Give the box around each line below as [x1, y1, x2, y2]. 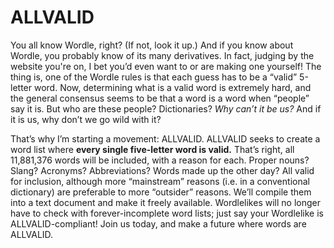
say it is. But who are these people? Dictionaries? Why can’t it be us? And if [10, 102, 322, 115]
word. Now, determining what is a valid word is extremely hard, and [33, 81, 312, 93]
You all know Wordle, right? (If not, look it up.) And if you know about [10, 39, 294, 51]
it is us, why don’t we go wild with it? [10, 113, 162, 125]
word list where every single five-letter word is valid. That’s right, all [10, 143, 295, 155]
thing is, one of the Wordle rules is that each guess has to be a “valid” [10, 71, 298, 83]
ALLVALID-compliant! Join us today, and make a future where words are [10, 217, 307, 230]
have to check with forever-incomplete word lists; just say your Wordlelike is [10, 207, 324, 219]
